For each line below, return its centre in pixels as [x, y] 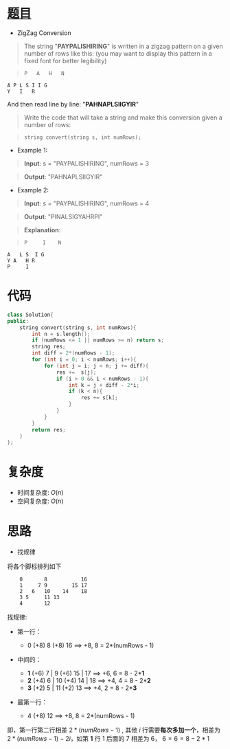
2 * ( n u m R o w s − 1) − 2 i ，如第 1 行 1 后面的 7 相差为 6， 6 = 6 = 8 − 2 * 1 [108, 739]
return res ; [49, 429]
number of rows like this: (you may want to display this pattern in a [118, 53]
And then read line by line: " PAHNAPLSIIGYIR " [73, 104]
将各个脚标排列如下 [34, 566]
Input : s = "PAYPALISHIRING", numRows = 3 [87, 163]
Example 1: [32, 150]
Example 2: [33, 190]
